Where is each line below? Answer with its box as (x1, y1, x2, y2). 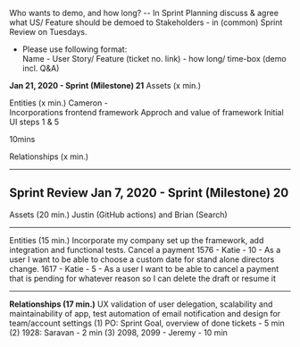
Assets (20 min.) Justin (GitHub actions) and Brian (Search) (9, 209, 228, 220)
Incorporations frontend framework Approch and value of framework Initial (9, 107, 284, 117)
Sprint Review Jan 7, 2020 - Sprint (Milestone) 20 (9, 185, 289, 200)
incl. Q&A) (21, 63, 60, 73)
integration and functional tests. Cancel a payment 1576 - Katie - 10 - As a (9, 244, 281, 255)
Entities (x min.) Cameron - (9, 97, 109, 108)
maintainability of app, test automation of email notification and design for (9, 308, 281, 318)
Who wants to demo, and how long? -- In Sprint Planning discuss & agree (9, 8, 279, 18)
